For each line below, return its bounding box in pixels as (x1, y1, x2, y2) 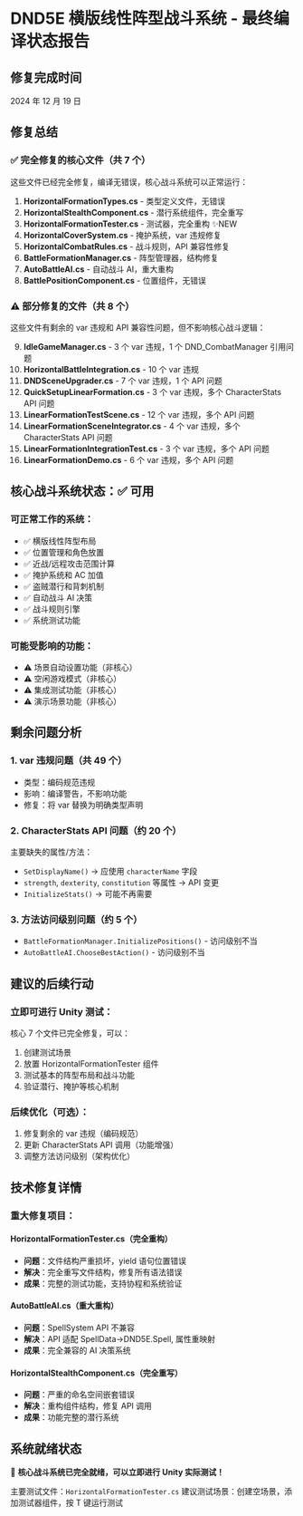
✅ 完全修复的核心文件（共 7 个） (10, 154, 151, 167)
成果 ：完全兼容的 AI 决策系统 (23, 1345, 132, 1356)
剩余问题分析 (10, 725, 82, 740)
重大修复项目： (10, 1209, 76, 1221)
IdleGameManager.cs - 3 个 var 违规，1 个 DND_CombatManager (23, 341, 269, 352)
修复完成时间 (10, 70, 82, 85)
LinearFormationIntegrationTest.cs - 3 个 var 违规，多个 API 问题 (23, 443, 270, 454)
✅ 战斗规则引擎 (23, 604, 80, 614)
